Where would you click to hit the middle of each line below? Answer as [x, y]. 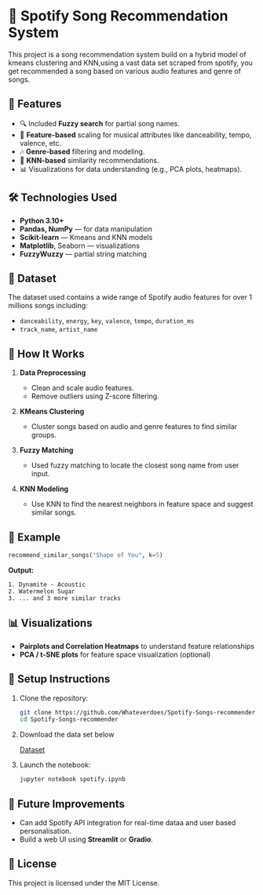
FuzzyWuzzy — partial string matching [83, 253]
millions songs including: [48, 306]
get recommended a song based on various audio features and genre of [125, 71]
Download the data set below [67, 735]
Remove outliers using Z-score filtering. [95, 396]
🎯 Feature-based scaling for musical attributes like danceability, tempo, [135, 135]
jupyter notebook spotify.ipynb [72, 780]
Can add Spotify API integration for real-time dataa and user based [128, 822]
